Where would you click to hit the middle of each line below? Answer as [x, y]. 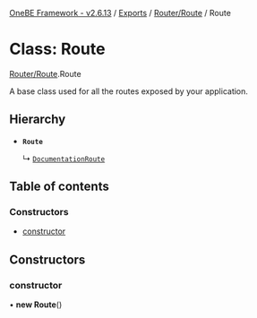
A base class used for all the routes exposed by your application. [129, 91]
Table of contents [59, 187]
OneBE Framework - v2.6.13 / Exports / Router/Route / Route [120, 13]
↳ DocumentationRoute [64, 158]
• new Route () [36, 305]
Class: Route [57, 49]
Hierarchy [38, 120]
